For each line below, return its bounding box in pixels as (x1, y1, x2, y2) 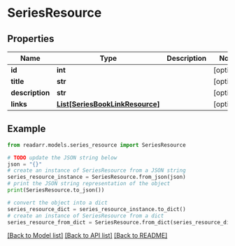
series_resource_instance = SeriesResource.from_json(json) (7, 173, 187, 181)
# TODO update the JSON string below (7, 154, 117, 161)
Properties (7, 33, 55, 45)
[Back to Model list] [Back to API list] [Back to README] (7, 231, 168, 240)
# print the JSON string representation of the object (7, 180, 171, 187)
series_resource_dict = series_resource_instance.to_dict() (7, 205, 187, 212)
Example (7, 123, 46, 135)
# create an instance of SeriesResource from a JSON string (7, 167, 187, 174)
